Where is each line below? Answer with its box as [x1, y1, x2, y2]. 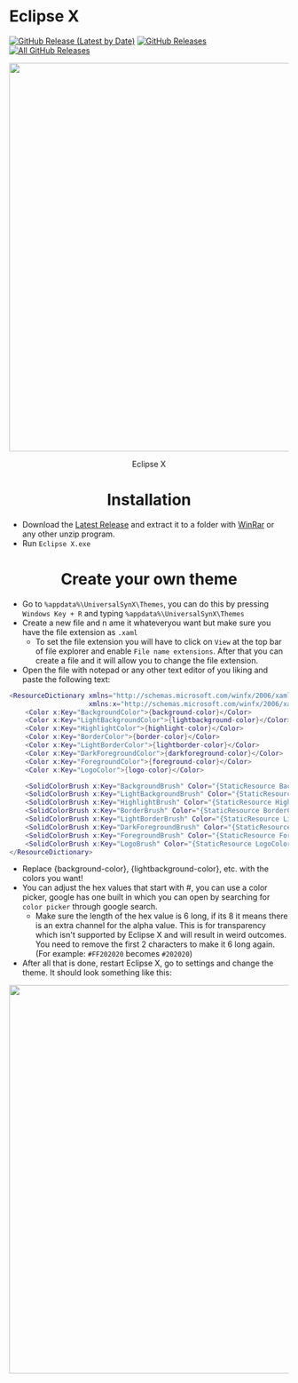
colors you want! [21, 873, 83, 884]
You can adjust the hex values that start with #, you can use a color [21, 882, 268, 894]
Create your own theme [60, 569, 238, 590]
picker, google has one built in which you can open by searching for [21, 892, 271, 902]
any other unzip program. [21, 529, 115, 539]
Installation [106, 490, 192, 510]
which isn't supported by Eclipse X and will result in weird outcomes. [35, 930, 286, 941]
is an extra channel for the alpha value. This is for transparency [35, 920, 266, 931]
